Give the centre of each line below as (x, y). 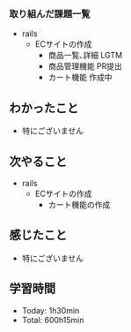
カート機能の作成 (79, 204)
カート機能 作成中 (80, 78)
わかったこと (44, 108)
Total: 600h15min (53, 320)
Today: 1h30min (51, 310)
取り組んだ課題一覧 (50, 13)
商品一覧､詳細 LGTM (85, 56)
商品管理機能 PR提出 (85, 66)
